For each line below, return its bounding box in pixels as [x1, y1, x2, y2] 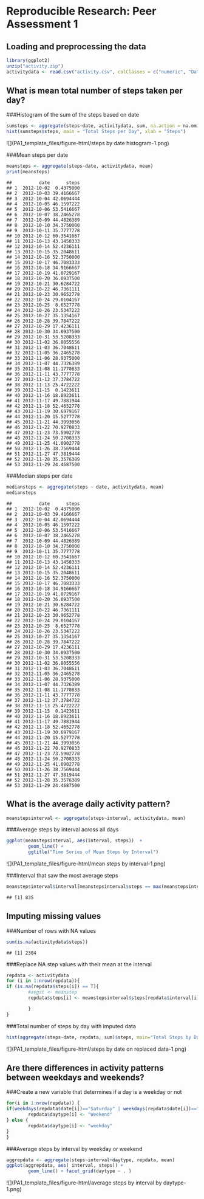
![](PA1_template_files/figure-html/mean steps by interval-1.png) [6, 860, 166, 867]
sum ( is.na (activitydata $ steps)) [6, 939, 88, 945]
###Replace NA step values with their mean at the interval [6, 960, 152, 967]
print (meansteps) [6, 169, 50, 175]
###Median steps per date [6, 472, 73, 479]
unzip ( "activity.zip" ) [6, 63, 64, 69]
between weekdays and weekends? [6, 1072, 144, 1082]
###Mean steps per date [6, 151, 69, 159]
